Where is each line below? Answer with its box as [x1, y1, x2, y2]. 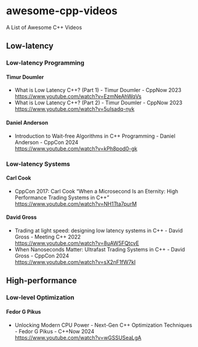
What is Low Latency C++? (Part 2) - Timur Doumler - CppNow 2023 [14, 99, 183, 106]
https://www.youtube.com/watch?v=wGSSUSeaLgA [14, 334, 142, 341]
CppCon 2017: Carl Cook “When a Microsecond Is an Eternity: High [14, 187, 178, 195]
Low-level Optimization [6, 294, 75, 302]
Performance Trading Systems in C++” [14, 194, 109, 201]
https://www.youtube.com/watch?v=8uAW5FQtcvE [14, 239, 139, 247]
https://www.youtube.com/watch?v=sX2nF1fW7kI [14, 258, 136, 265]
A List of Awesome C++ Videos [6, 24, 82, 31]
